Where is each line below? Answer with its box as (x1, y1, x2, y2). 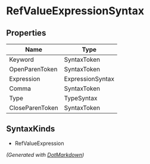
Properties (6, 28, 46, 38)
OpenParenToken (9, 65, 58, 73)
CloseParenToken (9, 104, 58, 112)
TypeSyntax (64, 94, 98, 102)
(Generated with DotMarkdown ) (6, 151, 85, 158)
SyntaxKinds (6, 124, 55, 134)
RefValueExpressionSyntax (6, 4, 145, 18)
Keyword (9, 55, 35, 64)
